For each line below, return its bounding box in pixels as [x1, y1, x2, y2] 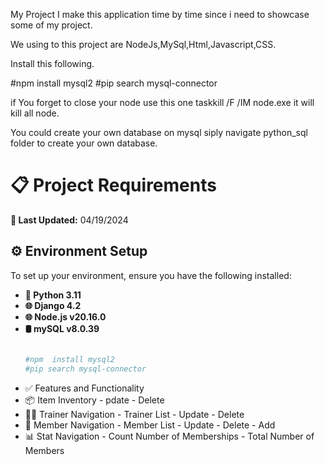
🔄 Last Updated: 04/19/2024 [10, 214, 129, 226]
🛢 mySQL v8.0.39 [24, 322, 100, 334]
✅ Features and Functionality [24, 382, 145, 394]
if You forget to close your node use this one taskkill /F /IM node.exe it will [10, 97, 315, 108]
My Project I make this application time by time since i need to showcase [10, 9, 310, 20]
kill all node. [10, 107, 60, 119]
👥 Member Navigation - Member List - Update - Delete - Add [24, 419, 276, 431]
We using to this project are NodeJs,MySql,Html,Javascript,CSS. [10, 39, 277, 50]
